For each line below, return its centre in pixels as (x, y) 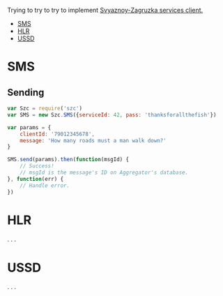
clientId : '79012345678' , (57, 134)
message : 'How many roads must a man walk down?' (93, 140)
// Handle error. (45, 185)
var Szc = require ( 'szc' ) (45, 108)
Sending (26, 92)
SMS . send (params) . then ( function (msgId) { (68, 160)
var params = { (29, 127)
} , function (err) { (36, 179)
